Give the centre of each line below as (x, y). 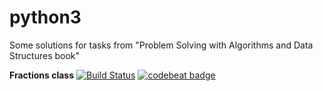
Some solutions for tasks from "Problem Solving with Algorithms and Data (161, 45)
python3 (45, 17)
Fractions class (42, 75)
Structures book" (45, 55)
